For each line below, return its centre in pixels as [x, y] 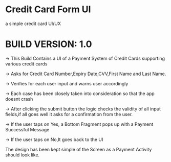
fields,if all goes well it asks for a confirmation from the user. [69, 114]
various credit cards [26, 64]
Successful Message [27, 129]
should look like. [23, 155]
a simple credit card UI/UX [33, 24]
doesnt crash [19, 99]
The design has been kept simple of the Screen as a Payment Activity [79, 149]
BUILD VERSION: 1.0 [49, 44]
